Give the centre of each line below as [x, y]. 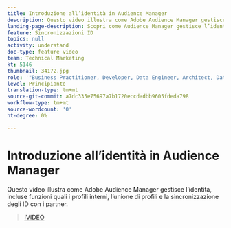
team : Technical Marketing [46, 58]
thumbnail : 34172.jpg [38, 71]
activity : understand [38, 45]
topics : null [26, 39]
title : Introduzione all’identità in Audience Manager [87, 13]
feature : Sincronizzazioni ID [51, 33]
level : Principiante [37, 84]
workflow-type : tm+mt [38, 103]
